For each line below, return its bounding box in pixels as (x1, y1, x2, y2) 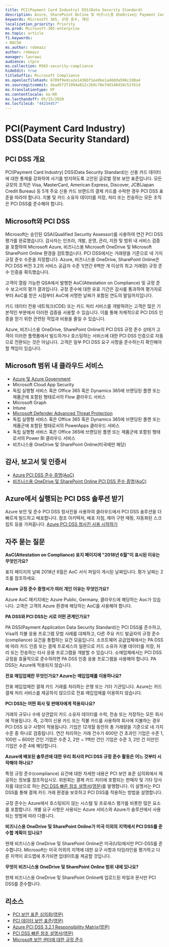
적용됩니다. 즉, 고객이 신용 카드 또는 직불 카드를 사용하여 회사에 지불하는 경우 (10, 718, 161, 724)
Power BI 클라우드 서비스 (26, 435, 75, 441)
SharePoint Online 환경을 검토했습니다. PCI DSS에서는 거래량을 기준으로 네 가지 (5, 250, 163, 256)
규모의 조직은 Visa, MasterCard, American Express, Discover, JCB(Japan (5, 182, 154, 188)
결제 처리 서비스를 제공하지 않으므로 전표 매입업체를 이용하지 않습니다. (5, 690, 142, 696)
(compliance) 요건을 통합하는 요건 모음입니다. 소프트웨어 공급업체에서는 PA (5, 637, 153, 643)
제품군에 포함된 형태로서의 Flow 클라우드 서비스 (12, 394, 106, 400)
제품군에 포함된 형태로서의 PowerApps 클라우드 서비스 (12, 422, 120, 429)
